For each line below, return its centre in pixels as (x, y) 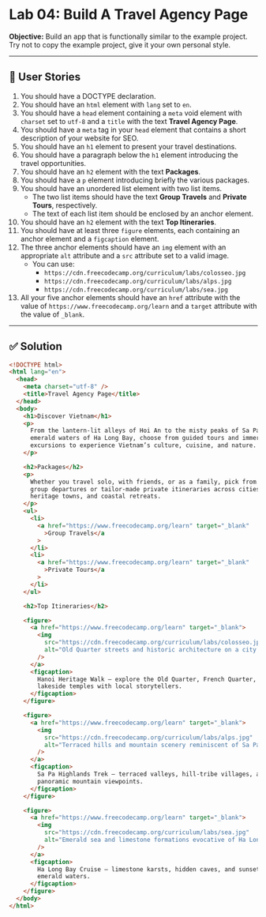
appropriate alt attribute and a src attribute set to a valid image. (125, 255)
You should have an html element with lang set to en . (106, 104)
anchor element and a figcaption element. (90, 239)
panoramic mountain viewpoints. (91, 781)
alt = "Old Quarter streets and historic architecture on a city (150, 650)
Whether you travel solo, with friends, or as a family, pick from (143, 482)
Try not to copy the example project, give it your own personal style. (120, 44)
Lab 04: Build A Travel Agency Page (129, 15)
